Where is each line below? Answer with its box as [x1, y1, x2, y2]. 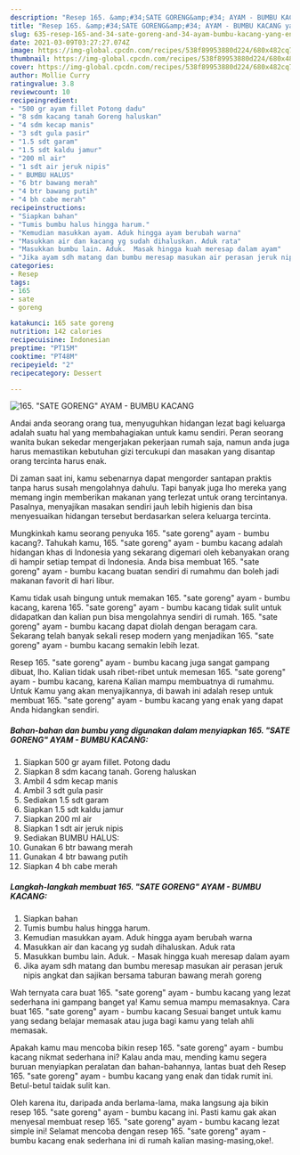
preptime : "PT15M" [10, 344, 78, 353]
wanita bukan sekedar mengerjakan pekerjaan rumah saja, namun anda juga [10, 437, 290, 448]
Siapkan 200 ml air [22, 814, 93, 825]
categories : [10, 262, 54, 271]
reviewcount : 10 [10, 87, 70, 96]
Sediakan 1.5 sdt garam [22, 794, 109, 806]
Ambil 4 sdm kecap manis [22, 776, 118, 786]
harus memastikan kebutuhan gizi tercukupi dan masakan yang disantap [10, 446, 275, 457]
